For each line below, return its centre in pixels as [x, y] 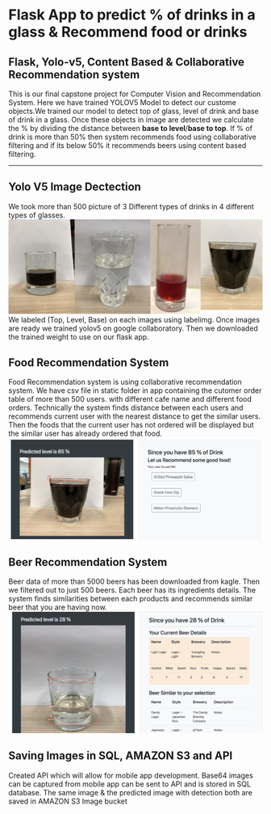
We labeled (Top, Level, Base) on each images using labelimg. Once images [134, 320]
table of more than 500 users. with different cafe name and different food [130, 399]
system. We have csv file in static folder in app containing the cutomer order [135, 390]
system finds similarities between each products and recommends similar [131, 599]
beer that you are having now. [58, 607]
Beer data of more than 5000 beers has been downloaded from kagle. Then [134, 582]
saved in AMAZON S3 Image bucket [68, 801]
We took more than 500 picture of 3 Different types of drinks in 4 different [131, 206]
